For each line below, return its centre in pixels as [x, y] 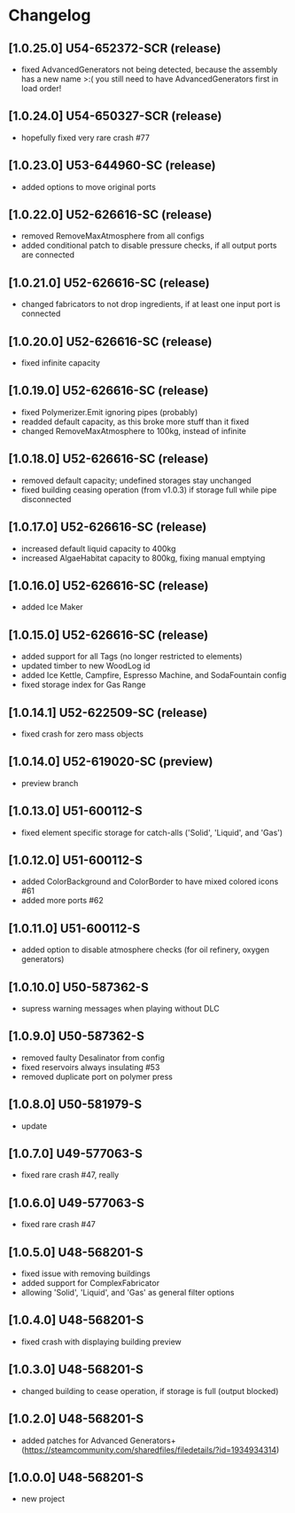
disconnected [46, 499]
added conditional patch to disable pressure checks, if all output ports [149, 246]
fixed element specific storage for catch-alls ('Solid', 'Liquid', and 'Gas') [152, 832]
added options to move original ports [89, 186]
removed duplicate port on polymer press [97, 1076]
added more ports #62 [62, 901]
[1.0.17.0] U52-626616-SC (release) [108, 528]
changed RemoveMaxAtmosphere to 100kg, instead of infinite [134, 430]
